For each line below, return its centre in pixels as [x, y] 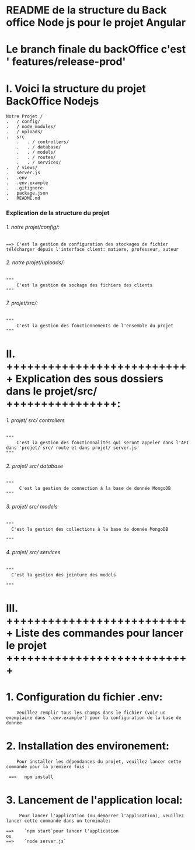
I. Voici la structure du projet [76, 89]
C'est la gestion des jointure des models [64, 575]
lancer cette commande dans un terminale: [58, 821]
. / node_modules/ [31, 127]
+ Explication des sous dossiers [85, 379]
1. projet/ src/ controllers [36, 420]
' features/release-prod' [66, 62]
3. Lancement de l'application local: [94, 800]
